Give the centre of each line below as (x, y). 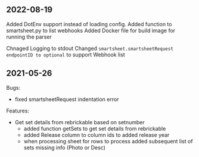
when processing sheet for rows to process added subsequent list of (108, 141)
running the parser (29, 37)
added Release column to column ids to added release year (97, 135)
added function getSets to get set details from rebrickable (95, 128)
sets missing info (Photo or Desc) (65, 147)
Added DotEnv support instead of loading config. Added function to (89, 24)
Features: (18, 111)
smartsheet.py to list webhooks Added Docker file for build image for (91, 30)
